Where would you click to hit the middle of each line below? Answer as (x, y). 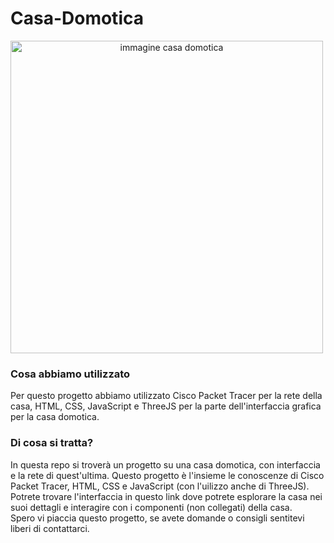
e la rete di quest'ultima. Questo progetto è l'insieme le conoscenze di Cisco (167, 475)
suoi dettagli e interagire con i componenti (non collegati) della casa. (151, 507)
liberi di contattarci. (50, 528)
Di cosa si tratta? (52, 443)
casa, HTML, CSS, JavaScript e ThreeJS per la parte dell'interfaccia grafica (166, 406)
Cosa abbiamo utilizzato (70, 374)
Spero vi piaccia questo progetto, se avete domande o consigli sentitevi (157, 518)
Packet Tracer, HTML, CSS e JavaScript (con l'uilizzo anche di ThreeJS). (160, 486)
